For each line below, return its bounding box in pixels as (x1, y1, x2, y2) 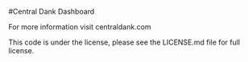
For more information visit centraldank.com (8, 22, 151, 31)
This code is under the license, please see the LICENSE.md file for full (8, 37, 240, 47)
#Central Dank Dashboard (8, 7, 95, 16)
